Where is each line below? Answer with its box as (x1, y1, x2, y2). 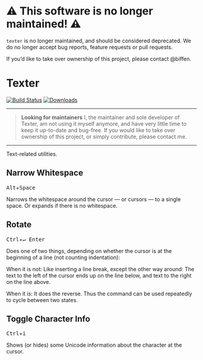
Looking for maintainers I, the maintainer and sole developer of (21, 114, 180, 121)
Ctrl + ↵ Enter (6, 236, 45, 243)
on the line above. (6, 278, 51, 285)
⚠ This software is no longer (6, 4, 153, 18)
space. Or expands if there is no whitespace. (6, 202, 118, 209)
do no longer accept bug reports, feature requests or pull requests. (6, 43, 173, 51)
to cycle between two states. (6, 296, 79, 303)
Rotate (6, 219, 32, 230)
